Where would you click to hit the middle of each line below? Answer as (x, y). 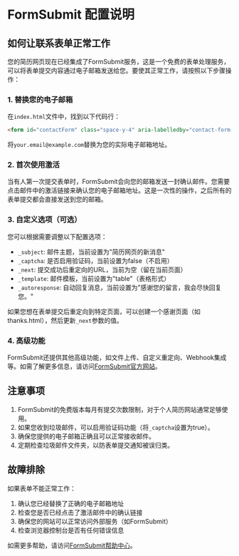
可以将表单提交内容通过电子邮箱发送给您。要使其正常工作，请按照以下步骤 (116, 71)
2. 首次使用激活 (34, 165)
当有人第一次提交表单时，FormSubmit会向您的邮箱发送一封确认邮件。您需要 (118, 182)
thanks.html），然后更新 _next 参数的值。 (65, 320)
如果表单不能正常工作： (42, 488)
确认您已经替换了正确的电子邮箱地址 (71, 503)
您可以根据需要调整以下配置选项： (57, 237)
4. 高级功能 (26, 341)
